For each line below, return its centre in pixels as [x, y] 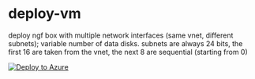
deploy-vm [45, 14]
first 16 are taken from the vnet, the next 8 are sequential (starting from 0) [128, 52]
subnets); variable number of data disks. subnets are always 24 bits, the [126, 43]
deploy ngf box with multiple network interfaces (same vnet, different [121, 35]
